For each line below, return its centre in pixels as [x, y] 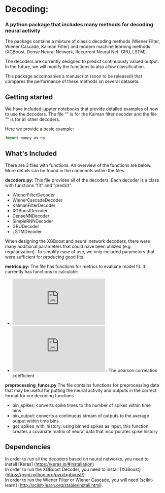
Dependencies [28, 447]
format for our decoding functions [40, 395]
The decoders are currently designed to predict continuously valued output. [82, 61]
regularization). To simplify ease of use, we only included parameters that [80, 251]
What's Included [31, 153]
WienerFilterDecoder [33, 195]
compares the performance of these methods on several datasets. [72, 81]
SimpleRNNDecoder [33, 221]
